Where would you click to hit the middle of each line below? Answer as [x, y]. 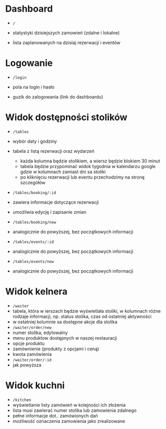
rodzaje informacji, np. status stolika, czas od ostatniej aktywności [82, 316]
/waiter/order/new [32, 327]
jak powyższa [27, 365]
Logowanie [29, 63]
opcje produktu [28, 343]
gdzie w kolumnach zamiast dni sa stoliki [63, 172]
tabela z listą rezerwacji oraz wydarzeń [54, 151]
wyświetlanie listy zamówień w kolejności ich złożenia [69, 405]
